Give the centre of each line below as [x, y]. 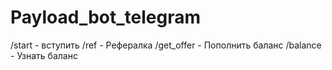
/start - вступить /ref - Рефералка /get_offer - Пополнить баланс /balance [166, 45]
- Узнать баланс [44, 55]
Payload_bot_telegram [106, 17]
